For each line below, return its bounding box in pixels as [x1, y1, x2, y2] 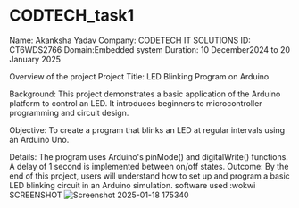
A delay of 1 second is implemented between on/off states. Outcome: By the [9, 161, 289, 171]
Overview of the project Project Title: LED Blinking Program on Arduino [9, 71, 270, 81]
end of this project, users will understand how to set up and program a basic [9, 171, 290, 181]
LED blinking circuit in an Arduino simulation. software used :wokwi [9, 179, 256, 190]
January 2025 [9, 54, 61, 64]
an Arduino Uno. [9, 134, 70, 145]
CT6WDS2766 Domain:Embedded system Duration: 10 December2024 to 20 [9, 44, 290, 54]
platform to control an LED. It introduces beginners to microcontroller [9, 97, 262, 108]
